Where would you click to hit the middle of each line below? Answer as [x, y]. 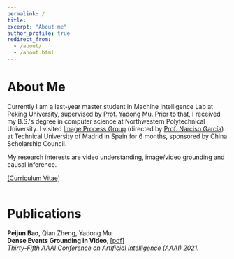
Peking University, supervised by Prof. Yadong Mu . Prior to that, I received [114, 114]
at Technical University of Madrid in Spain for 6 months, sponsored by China [117, 136]
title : [17, 20]
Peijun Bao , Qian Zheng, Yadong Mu [59, 233]
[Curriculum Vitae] [34, 178]
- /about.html [34, 53]
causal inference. [32, 164]
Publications [44, 214]
